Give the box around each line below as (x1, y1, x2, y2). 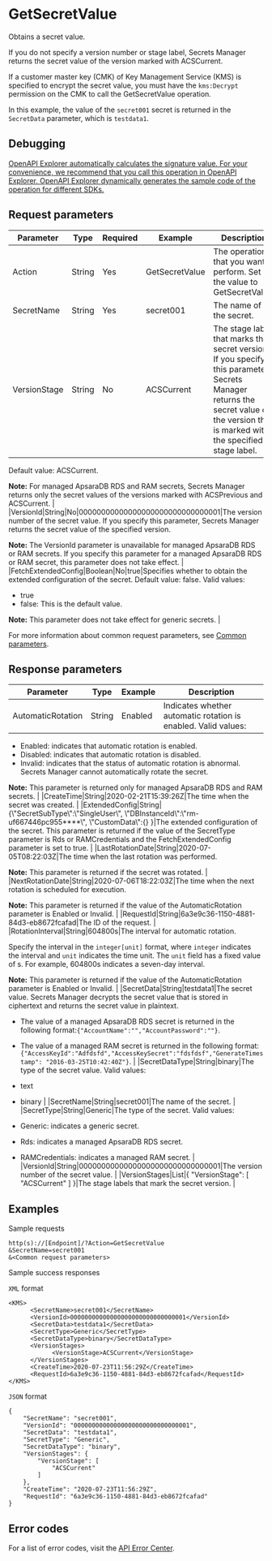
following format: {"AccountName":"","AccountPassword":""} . (19, 1025, 221, 1035)
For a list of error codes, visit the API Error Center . (8, 1543, 176, 1553)
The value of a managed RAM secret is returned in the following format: (19, 1041, 259, 1051)
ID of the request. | (93, 918, 156, 928)
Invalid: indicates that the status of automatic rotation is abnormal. (19, 758, 241, 768)
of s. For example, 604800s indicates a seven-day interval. (8, 959, 206, 969)
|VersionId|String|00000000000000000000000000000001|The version (19, 1162, 263, 1171)
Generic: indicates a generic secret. (19, 1121, 140, 1131)
